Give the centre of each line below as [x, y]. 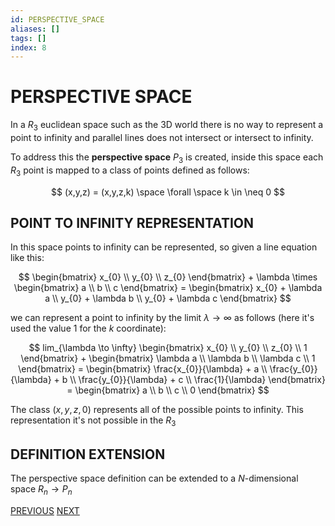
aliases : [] [35, 29]
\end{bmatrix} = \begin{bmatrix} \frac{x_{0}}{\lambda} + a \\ [143, 369]
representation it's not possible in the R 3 [93, 421]
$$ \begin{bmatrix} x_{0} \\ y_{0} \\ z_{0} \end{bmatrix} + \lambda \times [168, 277]
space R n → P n [41, 490]
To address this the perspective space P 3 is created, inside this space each [167, 158]
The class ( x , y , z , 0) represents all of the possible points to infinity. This [157, 410]
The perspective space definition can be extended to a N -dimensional [154, 478]
